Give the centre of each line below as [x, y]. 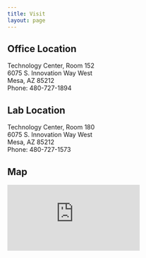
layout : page [26, 20]
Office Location [42, 49]
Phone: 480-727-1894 [39, 88]
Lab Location [36, 110]
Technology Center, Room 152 [51, 66]
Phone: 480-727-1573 [39, 150]
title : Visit [26, 14]
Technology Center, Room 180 [51, 127]
